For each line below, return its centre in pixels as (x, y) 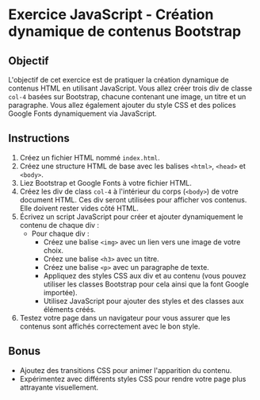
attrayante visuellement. (59, 387)
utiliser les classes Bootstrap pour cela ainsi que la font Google (146, 284)
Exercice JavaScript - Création (111, 15)
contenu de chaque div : (59, 225)
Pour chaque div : (60, 233)
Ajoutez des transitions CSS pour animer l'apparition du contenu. (126, 370)
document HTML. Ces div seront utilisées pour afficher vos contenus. (133, 199)
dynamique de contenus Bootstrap (125, 31)
